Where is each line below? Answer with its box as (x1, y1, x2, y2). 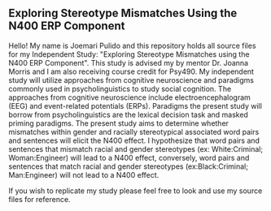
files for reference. (8, 194, 71, 204)
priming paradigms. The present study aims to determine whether (8, 118, 229, 128)
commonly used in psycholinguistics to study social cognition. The (8, 84, 232, 93)
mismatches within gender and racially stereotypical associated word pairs (8, 127, 260, 136)
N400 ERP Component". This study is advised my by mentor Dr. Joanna (8, 58, 249, 67)
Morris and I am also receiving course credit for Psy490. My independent (8, 67, 255, 76)
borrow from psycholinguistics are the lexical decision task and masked (8, 110, 248, 119)
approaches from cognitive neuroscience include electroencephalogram (8, 93, 251, 102)
